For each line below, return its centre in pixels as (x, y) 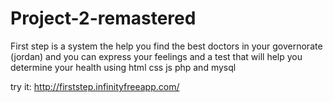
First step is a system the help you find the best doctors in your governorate (166, 46)
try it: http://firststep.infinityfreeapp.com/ (95, 86)
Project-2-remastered (103, 18)
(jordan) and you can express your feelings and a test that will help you (156, 56)
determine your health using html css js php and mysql (123, 67)
